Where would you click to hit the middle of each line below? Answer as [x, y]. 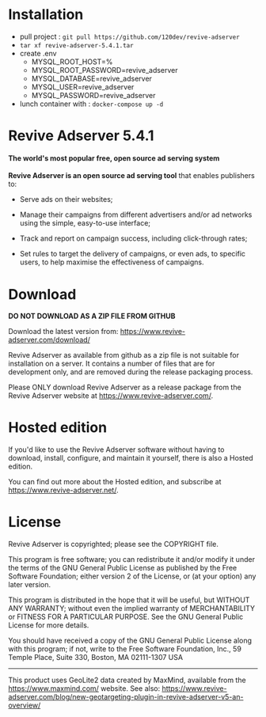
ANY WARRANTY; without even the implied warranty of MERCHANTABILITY [132, 609]
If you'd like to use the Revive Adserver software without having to [116, 450]
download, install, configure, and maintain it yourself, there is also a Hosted [131, 458]
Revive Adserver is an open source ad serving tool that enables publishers [131, 176]
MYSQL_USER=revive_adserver [83, 87]
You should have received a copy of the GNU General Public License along [130, 641]
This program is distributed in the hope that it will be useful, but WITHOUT [129, 600]
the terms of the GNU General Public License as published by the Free [123, 568]
